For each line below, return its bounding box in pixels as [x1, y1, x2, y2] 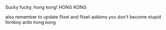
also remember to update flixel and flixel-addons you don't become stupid [5, 14, 161, 19]
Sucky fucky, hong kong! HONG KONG [5, 4, 87, 10]
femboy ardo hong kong [5, 19, 56, 25]
